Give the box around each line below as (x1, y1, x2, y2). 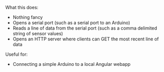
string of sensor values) (12, 31, 63, 36)
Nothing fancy (12, 14, 43, 20)
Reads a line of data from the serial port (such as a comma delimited (12, 25, 157, 31)
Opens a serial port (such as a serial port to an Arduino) (12, 20, 131, 26)
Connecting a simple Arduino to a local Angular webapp (12, 61, 131, 67)
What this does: (5, 5, 38, 10)
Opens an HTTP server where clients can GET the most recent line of (12, 36, 159, 42)
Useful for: (5, 51, 28, 57)
